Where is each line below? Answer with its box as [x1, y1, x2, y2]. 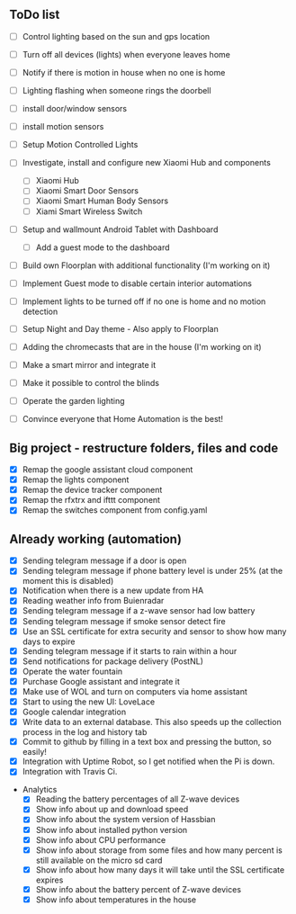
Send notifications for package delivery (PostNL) [22, 656, 204, 667]
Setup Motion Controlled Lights [22, 139, 139, 150]
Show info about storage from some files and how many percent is [35, 845, 283, 856]
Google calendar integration [22, 706, 127, 717]
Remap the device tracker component [22, 485, 163, 496]
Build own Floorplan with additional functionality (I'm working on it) [22, 260, 271, 271]
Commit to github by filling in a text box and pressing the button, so [22, 737, 272, 748]
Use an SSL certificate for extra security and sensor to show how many [22, 625, 287, 637]
